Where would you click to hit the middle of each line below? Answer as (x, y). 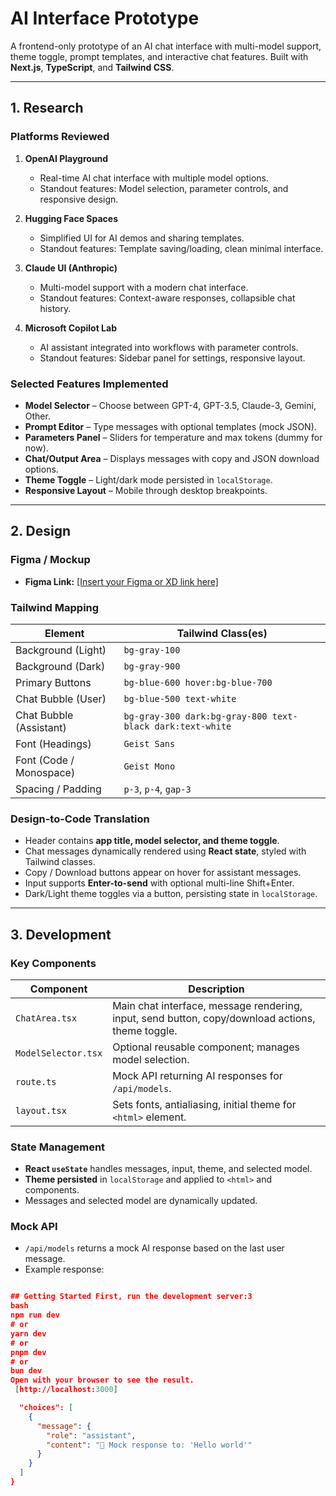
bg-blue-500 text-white (180, 698)
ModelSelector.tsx (59, 1053)
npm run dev (35, 1315)
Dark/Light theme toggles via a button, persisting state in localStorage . (171, 894)
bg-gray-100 (152, 650)
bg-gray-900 (152, 666)
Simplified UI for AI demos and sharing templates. (142, 238)
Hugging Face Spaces (71, 218)
